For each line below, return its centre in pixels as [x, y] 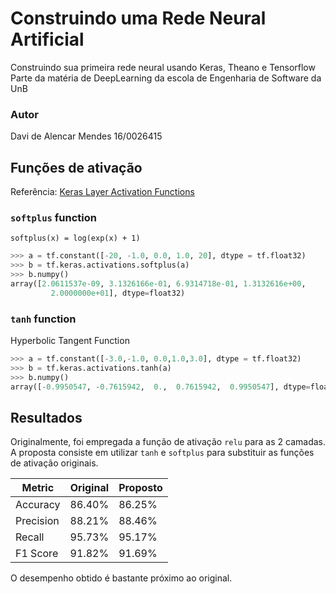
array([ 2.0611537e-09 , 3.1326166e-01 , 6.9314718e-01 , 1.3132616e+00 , [158, 283]
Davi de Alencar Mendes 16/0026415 [86, 136]
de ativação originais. [54, 463]
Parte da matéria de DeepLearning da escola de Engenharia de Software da [166, 78]
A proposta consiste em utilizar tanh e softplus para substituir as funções [162, 453]
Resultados [46, 417]
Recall [30, 537]
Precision [37, 521]
